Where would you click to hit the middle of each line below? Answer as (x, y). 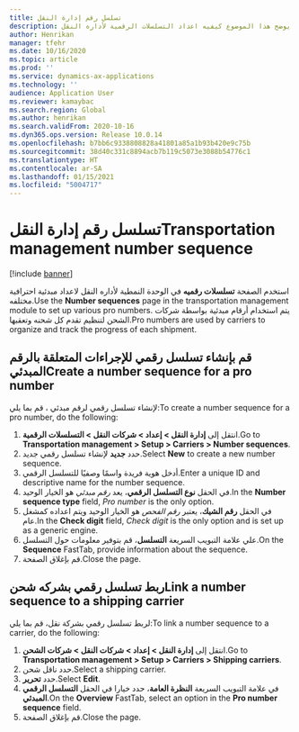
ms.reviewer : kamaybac (52, 101)
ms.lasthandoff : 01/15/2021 (62, 176)
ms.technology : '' (44, 85)
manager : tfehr (38, 43)
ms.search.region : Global (57, 110)
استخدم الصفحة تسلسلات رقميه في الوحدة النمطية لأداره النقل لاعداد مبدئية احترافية (149, 291)
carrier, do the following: (55, 632)
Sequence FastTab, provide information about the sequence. (135, 549)
